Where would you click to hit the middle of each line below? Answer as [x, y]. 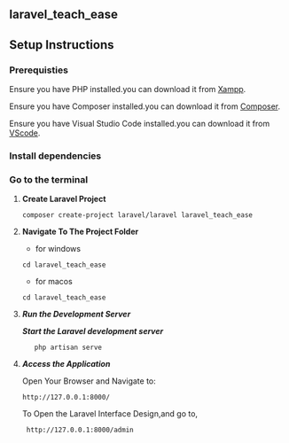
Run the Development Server [76, 315]
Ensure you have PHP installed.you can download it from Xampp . [128, 89]
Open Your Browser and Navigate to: [89, 381]
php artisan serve [68, 348]
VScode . [25, 133]
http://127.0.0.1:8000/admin [80, 430]
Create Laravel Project [64, 199]
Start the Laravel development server [93, 331]
